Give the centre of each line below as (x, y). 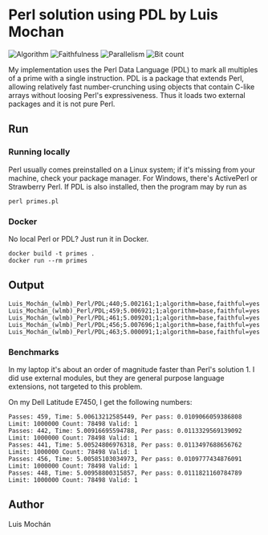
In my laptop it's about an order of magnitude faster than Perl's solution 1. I (132, 370)
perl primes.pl (34, 201)
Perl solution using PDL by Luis (114, 15)
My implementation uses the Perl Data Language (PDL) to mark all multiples (133, 69)
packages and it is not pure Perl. (62, 104)
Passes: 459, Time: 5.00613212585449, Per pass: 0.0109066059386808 (125, 417)
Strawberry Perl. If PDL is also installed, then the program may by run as (128, 186)
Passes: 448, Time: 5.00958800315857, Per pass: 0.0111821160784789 (125, 473)
